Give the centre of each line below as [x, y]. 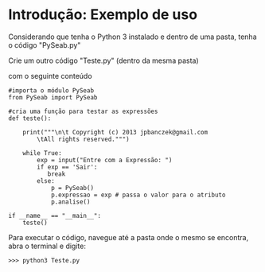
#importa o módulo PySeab [51, 90]
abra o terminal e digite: [47, 246]
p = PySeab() [72, 188]
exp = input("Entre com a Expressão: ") [105, 160]
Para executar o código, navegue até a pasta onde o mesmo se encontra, [129, 237]
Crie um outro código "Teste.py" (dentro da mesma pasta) [103, 60]
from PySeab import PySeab [53, 97]
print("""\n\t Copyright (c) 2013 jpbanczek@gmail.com [115, 132]
